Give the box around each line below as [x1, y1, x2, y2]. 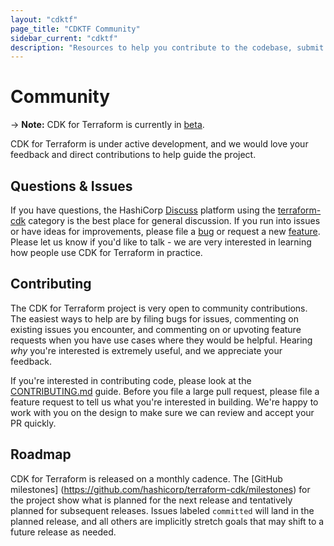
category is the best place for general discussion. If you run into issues [28, 215, 321, 226]
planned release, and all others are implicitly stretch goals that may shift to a [10, 515, 325, 527]
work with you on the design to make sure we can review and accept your [10, 406, 315, 418]
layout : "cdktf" [10, 14, 78, 25]
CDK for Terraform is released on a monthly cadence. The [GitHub [10, 472, 283, 485]
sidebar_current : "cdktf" [10, 33, 118, 43]
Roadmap [10, 446, 72, 463]
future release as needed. [10, 526, 117, 538]
